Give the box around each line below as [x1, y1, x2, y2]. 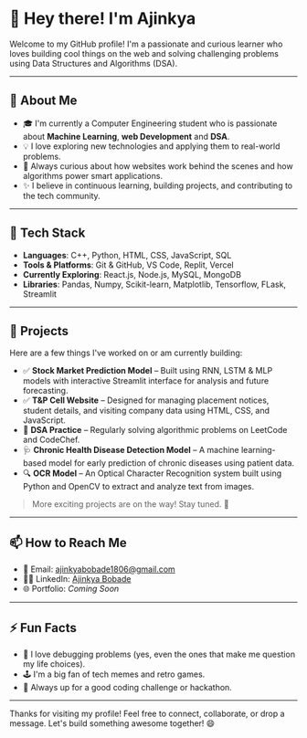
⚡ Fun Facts [9, 620, 78, 636]
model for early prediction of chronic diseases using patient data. [48, 458, 295, 469]
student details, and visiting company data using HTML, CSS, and [22, 406, 270, 416]
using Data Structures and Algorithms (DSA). [9, 58, 178, 69]
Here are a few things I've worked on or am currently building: [9, 347, 243, 359]
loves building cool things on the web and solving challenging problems [9, 47, 279, 58]
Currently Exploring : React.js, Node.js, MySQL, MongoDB [22, 269, 242, 279]
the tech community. [22, 190, 101, 201]
